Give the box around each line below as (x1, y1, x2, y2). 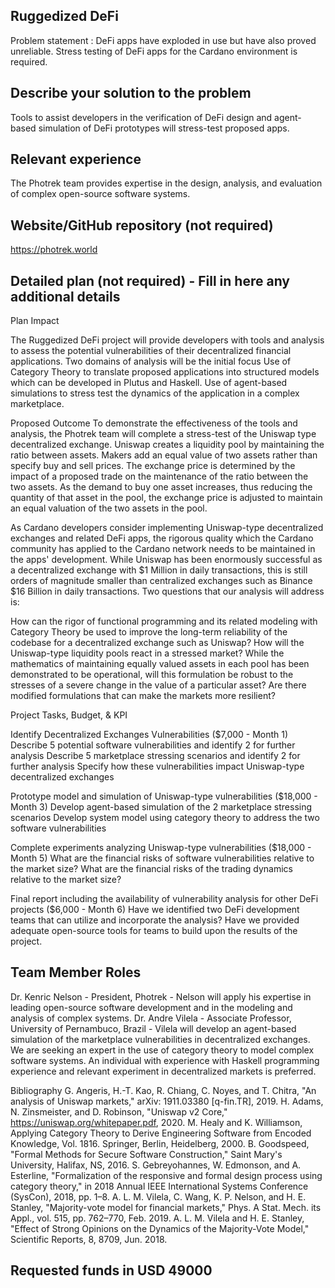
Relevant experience (10, 151, 142, 168)
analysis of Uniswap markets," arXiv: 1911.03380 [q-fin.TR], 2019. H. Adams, (10, 1095, 324, 1107)
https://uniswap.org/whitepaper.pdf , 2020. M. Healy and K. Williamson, (10, 1116, 303, 1128)
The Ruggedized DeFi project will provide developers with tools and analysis (10, 334, 325, 346)
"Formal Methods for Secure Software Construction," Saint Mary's (10, 1148, 283, 1160)
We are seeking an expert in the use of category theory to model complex (10, 1044, 315, 1056)
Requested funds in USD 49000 (10, 1262, 213, 1279)
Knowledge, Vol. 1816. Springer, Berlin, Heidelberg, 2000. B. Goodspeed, (10, 1137, 310, 1149)
